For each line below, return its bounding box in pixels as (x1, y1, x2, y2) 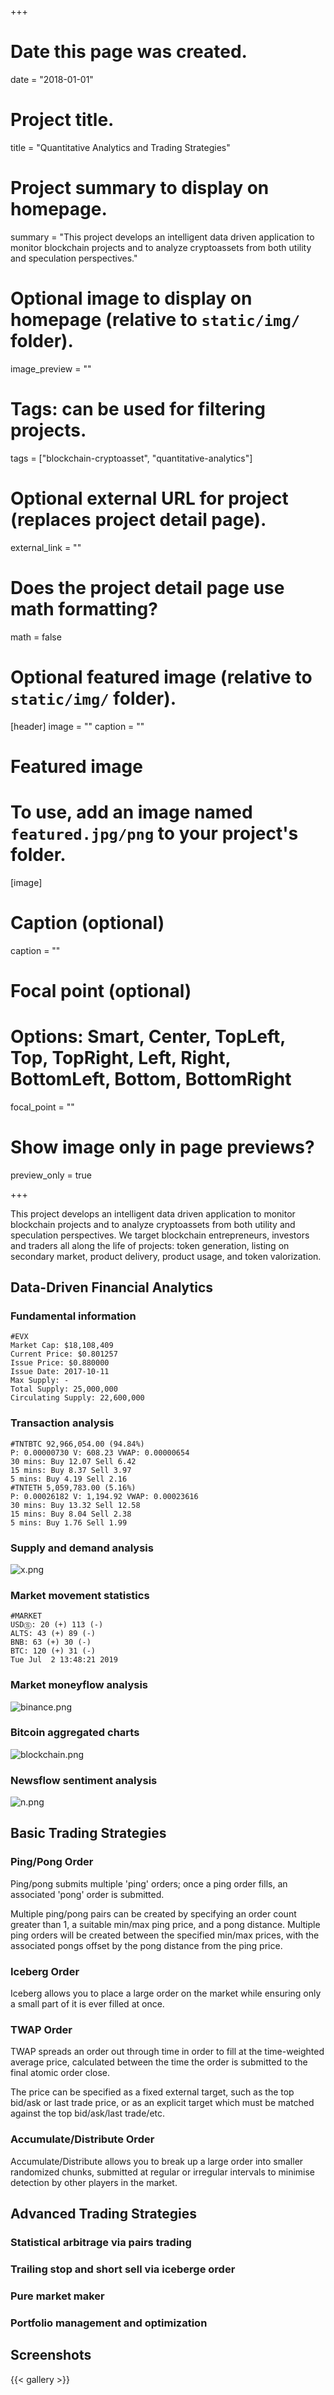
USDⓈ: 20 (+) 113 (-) (10, 1620, 104, 1630)
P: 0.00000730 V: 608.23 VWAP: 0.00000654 (10, 1447, 190, 1458)
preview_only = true (10, 1169, 92, 1181)
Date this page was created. (10, 41, 248, 63)
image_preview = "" (10, 362, 92, 375)
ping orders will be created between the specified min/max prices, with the (10, 1929, 320, 1941)
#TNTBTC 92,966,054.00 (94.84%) (10, 1439, 145, 1449)
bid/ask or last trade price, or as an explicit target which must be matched (10, 2097, 315, 2109)
